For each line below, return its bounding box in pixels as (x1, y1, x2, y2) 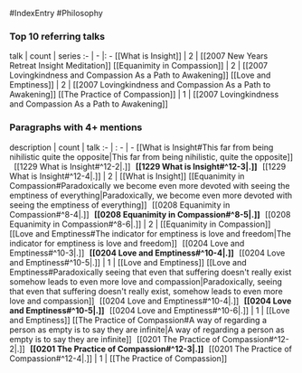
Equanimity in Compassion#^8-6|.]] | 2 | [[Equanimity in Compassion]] (9, 219, 271, 229)
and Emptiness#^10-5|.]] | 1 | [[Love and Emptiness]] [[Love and (9, 256, 247, 267)
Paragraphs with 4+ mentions (9, 121, 143, 134)
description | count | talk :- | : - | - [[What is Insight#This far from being (9, 142, 274, 153)
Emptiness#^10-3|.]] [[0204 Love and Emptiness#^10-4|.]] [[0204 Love (9, 247, 286, 258)
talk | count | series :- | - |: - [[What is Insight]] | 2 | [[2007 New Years (9, 51, 269, 61)
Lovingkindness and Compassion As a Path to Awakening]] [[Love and (9, 70, 271, 80)
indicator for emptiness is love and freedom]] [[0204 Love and (9, 238, 245, 248)
